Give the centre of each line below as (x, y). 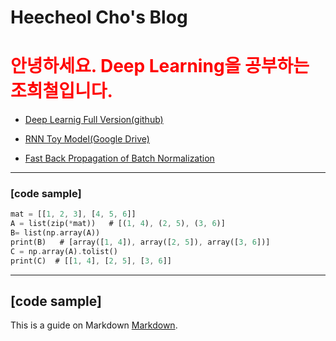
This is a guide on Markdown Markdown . (94, 325)
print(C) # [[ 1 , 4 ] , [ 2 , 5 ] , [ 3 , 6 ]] (91, 261)
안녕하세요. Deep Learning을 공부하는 (160, 66)
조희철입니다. (61, 91)
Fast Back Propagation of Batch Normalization (119, 158)
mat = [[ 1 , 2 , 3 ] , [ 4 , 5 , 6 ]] (73, 214)
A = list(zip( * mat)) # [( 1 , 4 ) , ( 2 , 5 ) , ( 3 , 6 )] (118, 224)
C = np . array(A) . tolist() (64, 251)
